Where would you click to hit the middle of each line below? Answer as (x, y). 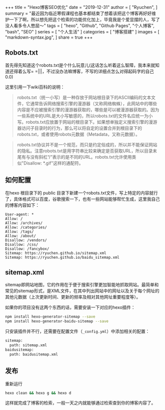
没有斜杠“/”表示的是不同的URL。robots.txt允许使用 (81, 157)
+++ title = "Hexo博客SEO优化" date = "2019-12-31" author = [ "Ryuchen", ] (81, 7)
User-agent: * (20, 214)
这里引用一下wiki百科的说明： (35, 87)
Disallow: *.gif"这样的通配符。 (54, 163)
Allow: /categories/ (26, 227)
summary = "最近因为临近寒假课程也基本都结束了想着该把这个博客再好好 (79, 13)
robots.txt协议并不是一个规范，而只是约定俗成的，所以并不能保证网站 (87, 144)
